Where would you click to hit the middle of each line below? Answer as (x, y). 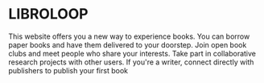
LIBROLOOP (48, 14)
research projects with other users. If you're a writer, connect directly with (131, 62)
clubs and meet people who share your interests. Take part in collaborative (132, 53)
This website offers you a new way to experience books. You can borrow (129, 36)
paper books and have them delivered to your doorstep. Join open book (128, 44)
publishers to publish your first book (68, 70)
